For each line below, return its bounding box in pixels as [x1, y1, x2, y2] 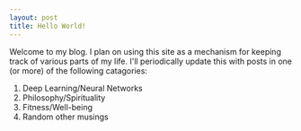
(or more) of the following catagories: [9, 65, 148, 76]
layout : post [9, 13, 58, 22]
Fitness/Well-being [22, 101, 93, 112]
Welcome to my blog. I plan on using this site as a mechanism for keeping [9, 46, 281, 57]
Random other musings [22, 111, 110, 122]
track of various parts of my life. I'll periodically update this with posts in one [9, 56, 293, 66]
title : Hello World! [9, 22, 87, 31]
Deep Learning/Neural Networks [22, 83, 143, 93]
